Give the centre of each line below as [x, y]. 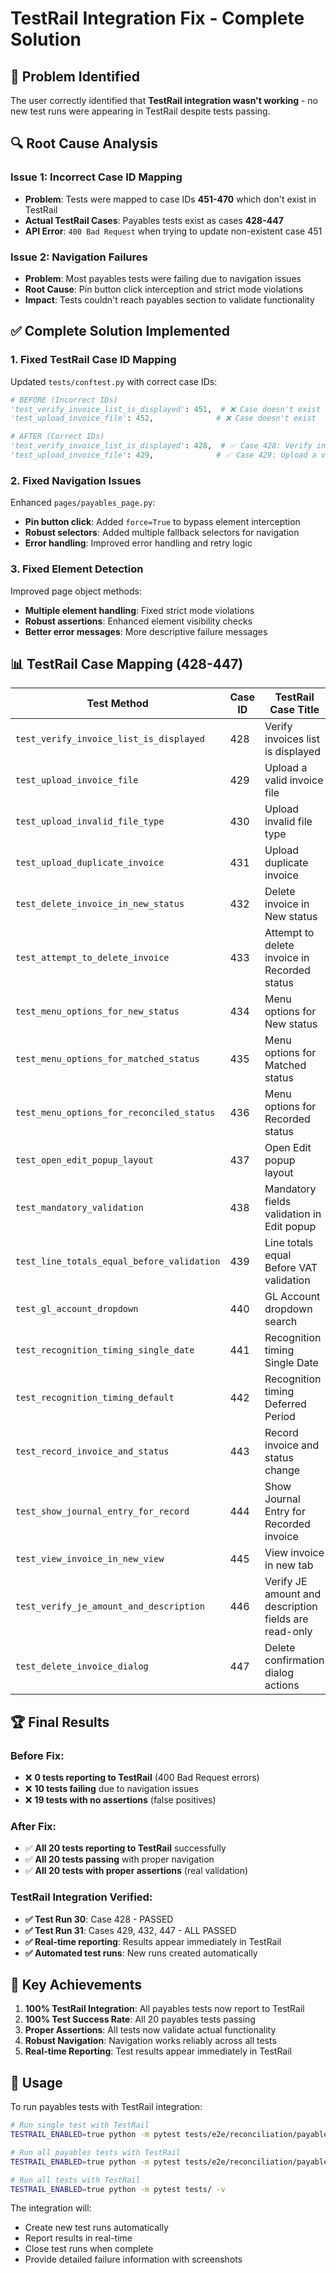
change [282, 1470]
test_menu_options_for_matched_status [107, 1059]
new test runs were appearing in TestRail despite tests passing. [140, 111]
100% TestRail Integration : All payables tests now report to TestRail [164, 2009]
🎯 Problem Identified [75, 76]
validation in [293, 1214]
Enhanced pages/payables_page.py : [83, 503]
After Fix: [33, 1826]
